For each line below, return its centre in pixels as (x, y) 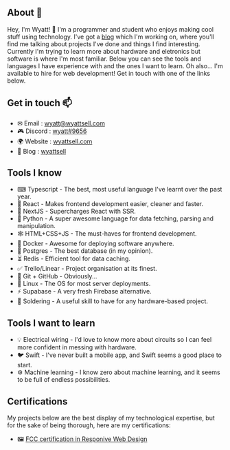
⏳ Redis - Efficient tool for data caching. (73, 258)
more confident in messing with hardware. (77, 347)
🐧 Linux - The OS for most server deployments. (84, 284)
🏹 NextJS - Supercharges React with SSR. (76, 212)
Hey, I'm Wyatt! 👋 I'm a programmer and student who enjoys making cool (111, 29)
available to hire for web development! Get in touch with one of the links (109, 73)
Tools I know (35, 173)
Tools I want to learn (51, 323)
